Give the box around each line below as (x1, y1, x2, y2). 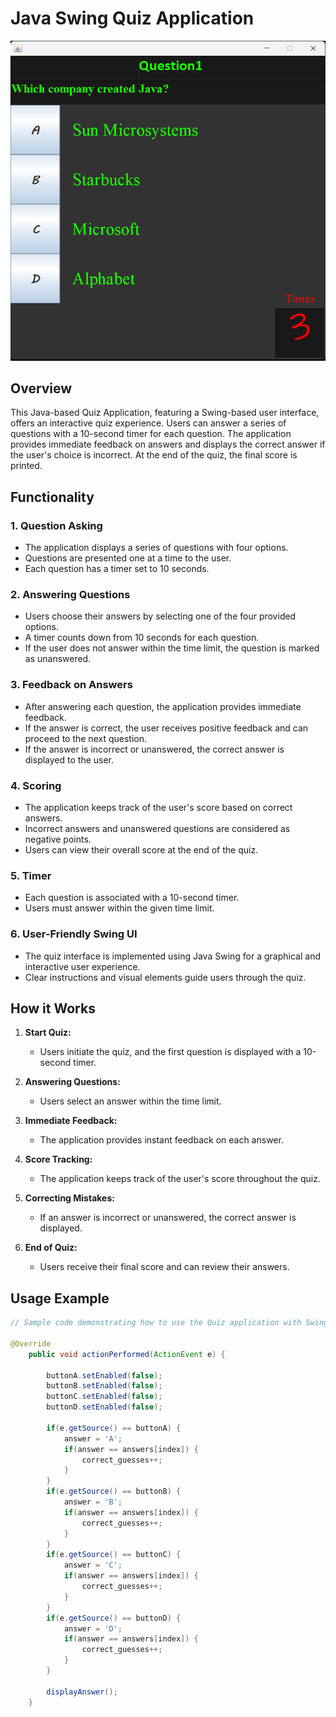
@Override (10, 1338, 52, 1349)
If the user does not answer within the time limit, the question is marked (24, 642, 320, 654)
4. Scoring (10, 778, 62, 792)
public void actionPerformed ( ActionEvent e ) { (28, 1349, 226, 1359)
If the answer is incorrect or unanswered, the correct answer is (24, 743, 285, 755)
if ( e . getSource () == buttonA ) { (46, 1423, 182, 1433)
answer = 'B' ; (63, 1497, 123, 1507)
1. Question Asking (10, 518, 103, 532)
